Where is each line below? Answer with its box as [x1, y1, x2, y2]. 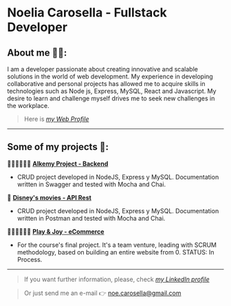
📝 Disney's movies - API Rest [7, 193, 91, 201]
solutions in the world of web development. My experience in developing [7, 72, 213, 80]
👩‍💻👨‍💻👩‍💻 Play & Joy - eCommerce [7, 227, 104, 235]
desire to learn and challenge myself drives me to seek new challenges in [7, 94, 215, 102]
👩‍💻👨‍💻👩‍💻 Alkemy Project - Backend [7, 160, 109, 168]
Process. [16, 255, 43, 263]
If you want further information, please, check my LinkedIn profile [23, 275, 210, 283]
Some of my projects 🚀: [7, 141, 109, 153]
